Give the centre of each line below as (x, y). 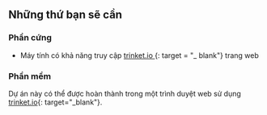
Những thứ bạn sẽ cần (66, 15)
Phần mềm (30, 76)
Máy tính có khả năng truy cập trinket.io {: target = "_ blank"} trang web (139, 55)
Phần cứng (30, 38)
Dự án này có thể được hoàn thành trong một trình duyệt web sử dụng (125, 93)
